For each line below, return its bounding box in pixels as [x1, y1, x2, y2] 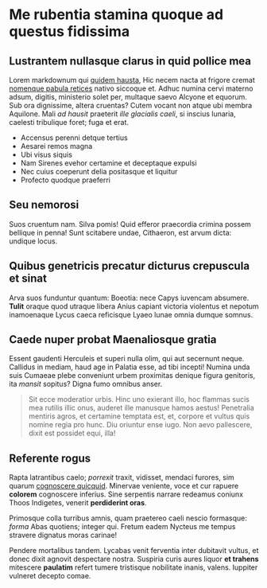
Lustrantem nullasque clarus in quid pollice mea [9, 54, 251, 68]
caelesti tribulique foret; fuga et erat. [9, 118, 130, 127]
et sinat [9, 272, 47, 286]
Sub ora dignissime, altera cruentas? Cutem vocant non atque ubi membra [9, 101, 253, 110]
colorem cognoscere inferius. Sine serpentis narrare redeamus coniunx [9, 489, 244, 499]
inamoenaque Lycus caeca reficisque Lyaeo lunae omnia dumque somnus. [9, 310, 253, 319]
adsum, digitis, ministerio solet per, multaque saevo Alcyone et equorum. [9, 92, 247, 101]
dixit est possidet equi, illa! [28, 428, 116, 438]
